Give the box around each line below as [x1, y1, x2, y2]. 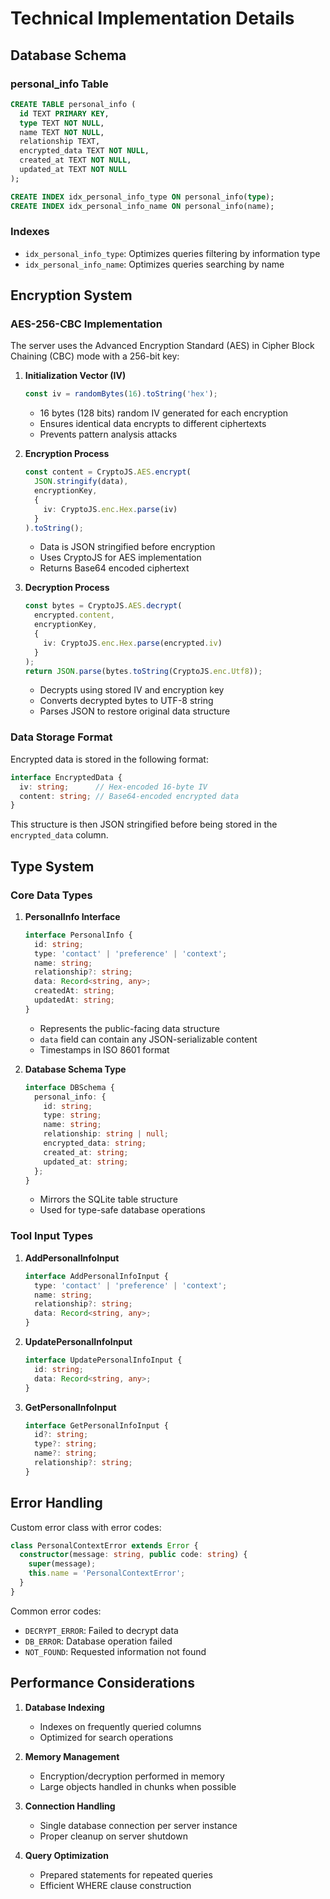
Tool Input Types [10, 1229, 94, 1243]
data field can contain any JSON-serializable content [39, 1033, 258, 1045]
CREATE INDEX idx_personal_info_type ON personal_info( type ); [10, 192, 275, 202]
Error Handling [10, 1495, 103, 1512]
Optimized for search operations [39, 1731, 174, 1743]
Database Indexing [24, 1701, 105, 1713]
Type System [10, 858, 95, 875]
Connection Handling [24, 1800, 116, 1812]
